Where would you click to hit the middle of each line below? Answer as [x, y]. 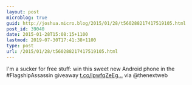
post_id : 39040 [26, 29]
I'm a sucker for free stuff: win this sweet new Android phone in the [91, 69]
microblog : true [27, 18]
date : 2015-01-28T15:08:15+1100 [47, 35]
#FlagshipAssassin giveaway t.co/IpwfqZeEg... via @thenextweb [87, 75]
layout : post [23, 12]
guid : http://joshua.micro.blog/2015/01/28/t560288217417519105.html [96, 23]
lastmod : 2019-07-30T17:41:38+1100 [51, 40]
